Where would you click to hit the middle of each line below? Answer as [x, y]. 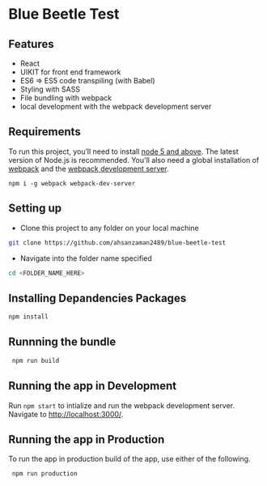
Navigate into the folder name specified [86, 258]
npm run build [36, 360]
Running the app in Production [87, 439]
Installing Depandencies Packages [97, 298]
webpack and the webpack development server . [89, 168]
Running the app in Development [92, 386]
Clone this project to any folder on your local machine [110, 228]
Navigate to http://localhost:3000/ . [66, 414]
